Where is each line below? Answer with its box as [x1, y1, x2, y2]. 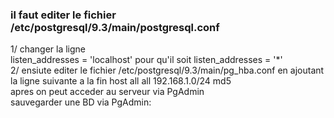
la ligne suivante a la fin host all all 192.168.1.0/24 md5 [10, 75, 232, 87]
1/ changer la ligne [10, 43, 87, 55]
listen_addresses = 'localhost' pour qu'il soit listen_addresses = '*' [10, 54, 283, 66]
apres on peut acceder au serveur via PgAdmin [10, 86, 205, 98]
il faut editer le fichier [10, 8, 117, 22]
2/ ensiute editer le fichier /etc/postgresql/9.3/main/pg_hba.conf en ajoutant [10, 64, 325, 77]
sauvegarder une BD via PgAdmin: [10, 96, 152, 108]
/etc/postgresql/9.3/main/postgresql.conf [10, 20, 220, 34]
